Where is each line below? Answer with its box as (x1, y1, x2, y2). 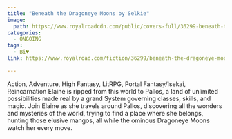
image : (7, 17, 26, 23)
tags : (7, 42, 23, 49)
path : (13, 23, 30, 30)
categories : (7, 29, 41, 36)
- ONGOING (13, 36, 41, 43)
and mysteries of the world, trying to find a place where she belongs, (7, 109, 204, 117)
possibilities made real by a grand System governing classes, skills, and (7, 94, 211, 103)
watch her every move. (7, 123, 72, 131)
